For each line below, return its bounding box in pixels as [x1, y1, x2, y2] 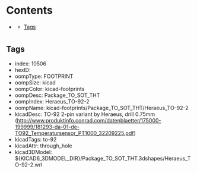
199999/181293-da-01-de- [14, 123, 80, 130]
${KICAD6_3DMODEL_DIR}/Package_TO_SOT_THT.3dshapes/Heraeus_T [14, 155, 191, 162]
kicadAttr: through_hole [14, 142, 72, 149]
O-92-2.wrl [14, 161, 43, 168]
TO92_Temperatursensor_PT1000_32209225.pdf [14, 129, 134, 137]
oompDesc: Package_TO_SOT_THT [14, 92, 100, 99]
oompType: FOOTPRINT [14, 73, 74, 80]
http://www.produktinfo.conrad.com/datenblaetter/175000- [17, 117, 161, 124]
